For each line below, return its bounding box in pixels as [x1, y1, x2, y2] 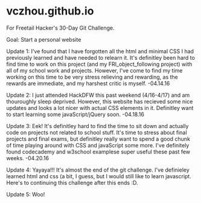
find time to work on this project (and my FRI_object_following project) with [6, 60, 193, 68]
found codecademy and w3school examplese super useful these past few [6, 148, 191, 155]
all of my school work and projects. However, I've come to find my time [6, 66, 183, 74]
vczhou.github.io [6, 4, 94, 18]
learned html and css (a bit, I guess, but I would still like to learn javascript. [6, 172, 191, 179]
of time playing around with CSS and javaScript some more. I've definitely [6, 141, 190, 149]
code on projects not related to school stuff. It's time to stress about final [6, 129, 187, 136]
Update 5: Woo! [6, 190, 45, 198]
